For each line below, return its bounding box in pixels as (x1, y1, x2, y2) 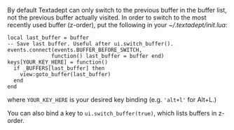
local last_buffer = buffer (7, 34, 90, 41)
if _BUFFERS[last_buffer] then (13, 65, 105, 72)
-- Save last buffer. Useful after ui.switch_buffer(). (7, 41, 174, 48)
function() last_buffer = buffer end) (51, 52, 165, 59)
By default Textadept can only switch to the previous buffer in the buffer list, (7, 6, 228, 14)
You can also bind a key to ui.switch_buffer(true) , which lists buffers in (7, 109, 217, 117)
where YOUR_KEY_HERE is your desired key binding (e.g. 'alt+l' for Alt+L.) (7, 96, 217, 103)
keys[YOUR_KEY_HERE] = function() (7, 59, 109, 66)
